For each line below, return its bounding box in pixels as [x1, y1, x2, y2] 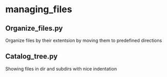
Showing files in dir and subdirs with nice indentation [5, 65, 117, 72]
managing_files [5, 4, 73, 15]
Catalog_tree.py [5, 52, 58, 61]
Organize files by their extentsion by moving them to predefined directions [5, 37, 162, 43]
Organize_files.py [5, 24, 63, 33]
